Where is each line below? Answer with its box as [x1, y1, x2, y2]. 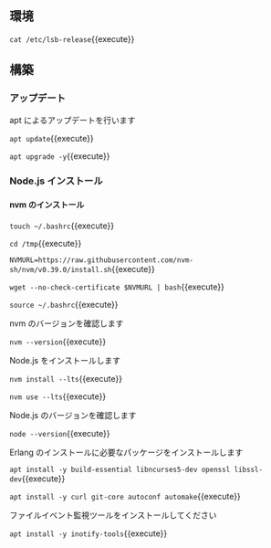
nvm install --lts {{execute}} [9, 373, 123, 384]
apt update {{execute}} [9, 132, 94, 143]
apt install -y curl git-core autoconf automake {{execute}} [9, 490, 242, 501]
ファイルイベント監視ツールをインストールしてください [9, 510, 217, 521]
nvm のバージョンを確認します [9, 318, 124, 329]
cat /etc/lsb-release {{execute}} [9, 33, 135, 44]
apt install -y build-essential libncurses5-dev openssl [9, 465, 231, 474]
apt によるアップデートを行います [9, 114, 136, 125]
